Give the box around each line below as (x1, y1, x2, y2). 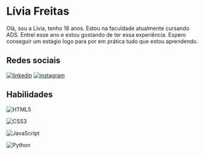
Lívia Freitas (6, 4, 69, 18)
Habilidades (6, 89, 53, 100)
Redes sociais (6, 55, 61, 66)
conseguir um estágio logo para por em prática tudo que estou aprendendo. (6, 37, 198, 45)
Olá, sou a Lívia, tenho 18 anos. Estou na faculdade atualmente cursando (6, 25, 190, 32)
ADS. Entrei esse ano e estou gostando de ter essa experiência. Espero (6, 31, 186, 38)
